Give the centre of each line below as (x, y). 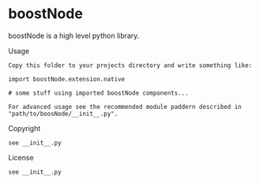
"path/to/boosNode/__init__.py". (63, 114)
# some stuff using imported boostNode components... (99, 93)
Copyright (24, 128)
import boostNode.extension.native (67, 79)
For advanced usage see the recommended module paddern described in (125, 107)
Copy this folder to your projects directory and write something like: (130, 65)
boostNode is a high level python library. (74, 36)
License (21, 157)
